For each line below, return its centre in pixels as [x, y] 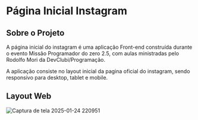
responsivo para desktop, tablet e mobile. [57, 78]
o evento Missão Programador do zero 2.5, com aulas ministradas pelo [93, 53]
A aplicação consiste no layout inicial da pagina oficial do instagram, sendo [98, 71]
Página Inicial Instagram [67, 11]
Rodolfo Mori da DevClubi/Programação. [56, 60]
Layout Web [29, 96]
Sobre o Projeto [35, 33]
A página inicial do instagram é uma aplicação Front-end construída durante [99, 47]
